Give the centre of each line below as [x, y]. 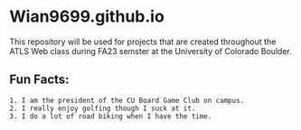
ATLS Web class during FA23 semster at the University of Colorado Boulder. [150, 51]
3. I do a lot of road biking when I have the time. [111, 116]
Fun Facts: [39, 80]
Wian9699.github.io [87, 17]
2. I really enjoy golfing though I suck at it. [103, 108]
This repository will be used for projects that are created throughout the [143, 42]
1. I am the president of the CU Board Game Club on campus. [127, 100]
